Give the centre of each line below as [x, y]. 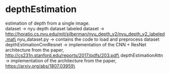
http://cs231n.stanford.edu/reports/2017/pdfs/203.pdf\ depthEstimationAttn [84, 55]
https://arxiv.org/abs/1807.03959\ [40, 66]
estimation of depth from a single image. [47, 23]
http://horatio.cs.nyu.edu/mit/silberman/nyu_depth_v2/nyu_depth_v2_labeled [85, 34]
